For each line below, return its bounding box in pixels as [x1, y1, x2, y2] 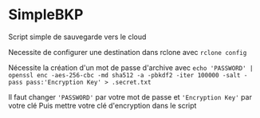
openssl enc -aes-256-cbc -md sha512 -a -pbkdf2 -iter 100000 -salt [8, 71, 241, 79]
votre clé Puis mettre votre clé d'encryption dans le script [8, 100, 197, 110]
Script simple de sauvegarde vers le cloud [8, 32, 147, 41]
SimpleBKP [8, 6, 84, 24]
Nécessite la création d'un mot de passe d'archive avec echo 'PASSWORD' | [8, 62, 254, 73]
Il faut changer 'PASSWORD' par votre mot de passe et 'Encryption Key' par [8, 92, 253, 101]
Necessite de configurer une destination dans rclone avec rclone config [8, 47, 247, 57]
